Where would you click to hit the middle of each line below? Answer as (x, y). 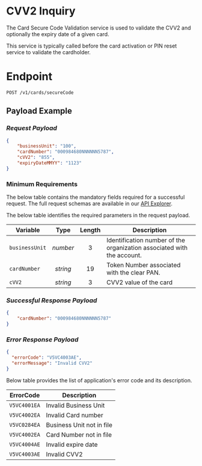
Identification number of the (145, 240)
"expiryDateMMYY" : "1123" (50, 163)
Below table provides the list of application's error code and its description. (99, 380)
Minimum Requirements (42, 184)
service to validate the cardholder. (49, 52)
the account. (124, 255)
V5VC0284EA (25, 425)
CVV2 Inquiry (41, 11)
